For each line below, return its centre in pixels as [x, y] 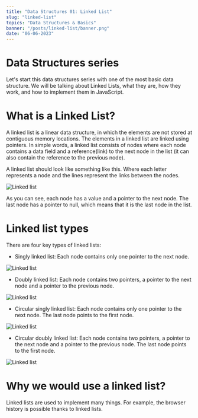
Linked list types [47, 229]
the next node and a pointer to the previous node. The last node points [100, 344]
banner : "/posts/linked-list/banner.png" [58, 28]
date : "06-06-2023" [30, 34]
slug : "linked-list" [32, 17]
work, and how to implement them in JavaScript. [65, 92]
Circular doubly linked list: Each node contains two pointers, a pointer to [102, 338]
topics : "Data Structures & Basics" [51, 23]
